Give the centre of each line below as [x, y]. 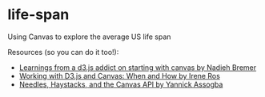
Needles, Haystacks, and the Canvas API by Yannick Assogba [121, 84]
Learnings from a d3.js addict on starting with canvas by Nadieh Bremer [138, 67]
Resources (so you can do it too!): [63, 52]
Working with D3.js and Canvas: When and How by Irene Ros [120, 76]
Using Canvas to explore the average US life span [89, 37]
